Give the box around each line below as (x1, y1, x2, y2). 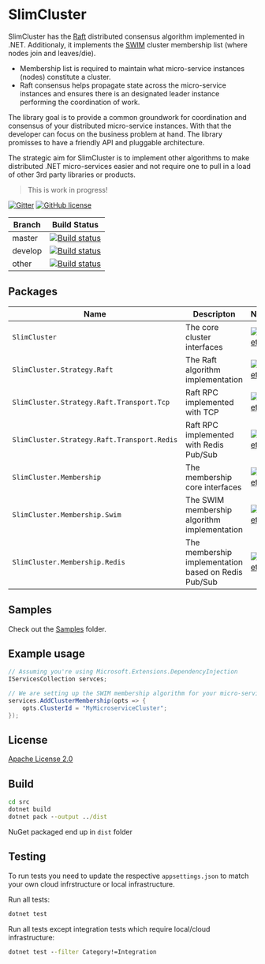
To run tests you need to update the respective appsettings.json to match (8, 871, 249, 880)
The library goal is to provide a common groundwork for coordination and (8, 112, 247, 122)
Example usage (8, 647, 85, 660)
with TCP (185, 407, 219, 418)
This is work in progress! (27, 185, 108, 194)
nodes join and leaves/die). (8, 48, 96, 58)
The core (185, 321, 219, 332)
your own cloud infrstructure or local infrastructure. (8, 879, 175, 889)
